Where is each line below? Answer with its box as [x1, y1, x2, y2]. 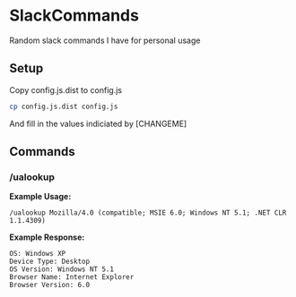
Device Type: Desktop [9, 257, 91, 267]
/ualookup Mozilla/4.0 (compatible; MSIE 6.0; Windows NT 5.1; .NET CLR [9, 208, 287, 217]
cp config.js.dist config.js [9, 102, 118, 111]
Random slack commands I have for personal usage [9, 35, 201, 46]
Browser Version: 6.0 [9, 281, 91, 290]
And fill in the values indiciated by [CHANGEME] [9, 118, 187, 129]
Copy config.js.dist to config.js [9, 84, 123, 95]
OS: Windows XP [9, 250, 66, 259]
